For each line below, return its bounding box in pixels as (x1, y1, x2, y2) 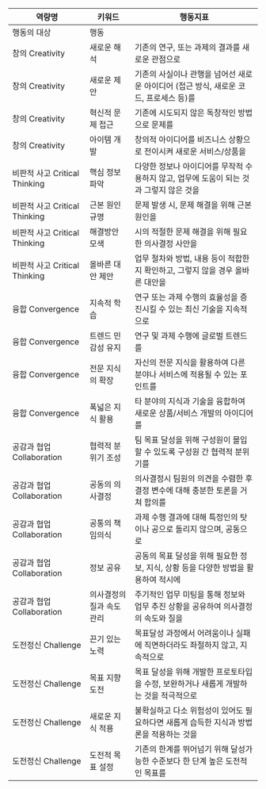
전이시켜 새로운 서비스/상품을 (143, 146, 247, 157)
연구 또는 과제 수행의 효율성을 (134, 292, 239, 302)
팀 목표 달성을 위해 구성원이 (134, 435, 231, 445)
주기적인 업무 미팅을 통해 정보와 (134, 589, 245, 599)
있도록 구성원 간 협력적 (153, 446, 234, 457)
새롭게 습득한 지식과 (165, 717, 236, 728)
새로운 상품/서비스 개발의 (134, 408, 222, 419)
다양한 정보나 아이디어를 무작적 (134, 161, 244, 171)
